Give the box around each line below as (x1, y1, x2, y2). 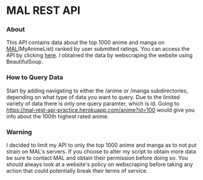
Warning (6, 127, 32, 136)
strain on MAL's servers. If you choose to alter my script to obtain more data (6, 148, 196, 155)
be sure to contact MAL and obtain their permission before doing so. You (6, 155, 188, 162)
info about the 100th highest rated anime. (6, 112, 109, 120)
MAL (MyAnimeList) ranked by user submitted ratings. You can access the (6, 45, 190, 53)
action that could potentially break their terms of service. (6, 167, 148, 175)
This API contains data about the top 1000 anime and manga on (6, 39, 165, 46)
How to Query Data (6, 73, 64, 82)
